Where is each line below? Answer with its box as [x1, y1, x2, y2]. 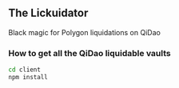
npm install [8, 73, 48, 81]
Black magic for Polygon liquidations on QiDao [8, 27, 161, 37]
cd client [8, 66, 42, 74]
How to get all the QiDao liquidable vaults [8, 47, 171, 58]
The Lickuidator [8, 6, 89, 20]
